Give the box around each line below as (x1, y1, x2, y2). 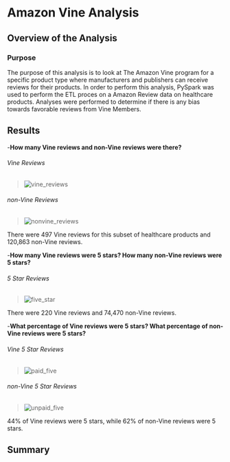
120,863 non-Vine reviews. (7, 238, 83, 246)
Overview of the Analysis (7, 32, 118, 44)
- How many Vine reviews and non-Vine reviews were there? (7, 143, 182, 151)
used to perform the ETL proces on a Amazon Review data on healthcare (7, 90, 214, 98)
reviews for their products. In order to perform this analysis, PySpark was (7, 82, 214, 91)
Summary (7, 444, 50, 456)
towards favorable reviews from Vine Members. (7, 104, 142, 113)
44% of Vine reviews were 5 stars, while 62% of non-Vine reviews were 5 (7, 417, 216, 425)
